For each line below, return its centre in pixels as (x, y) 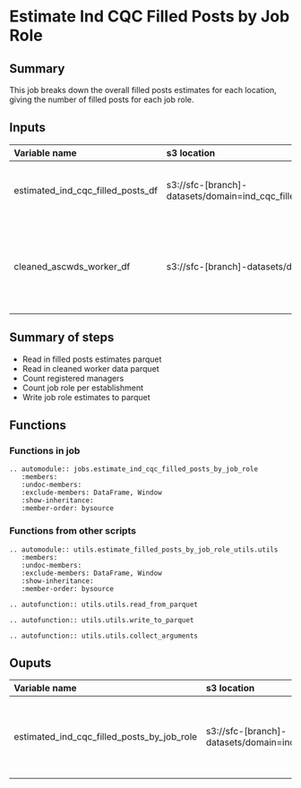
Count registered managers (73, 378)
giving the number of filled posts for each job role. (102, 99)
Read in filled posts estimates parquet (92, 359)
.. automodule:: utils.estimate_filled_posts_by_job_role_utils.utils (144, 549)
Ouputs (30, 663)
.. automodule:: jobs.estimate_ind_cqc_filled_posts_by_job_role (133, 469)
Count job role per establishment (83, 388)
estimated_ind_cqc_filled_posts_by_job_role (106, 737)
